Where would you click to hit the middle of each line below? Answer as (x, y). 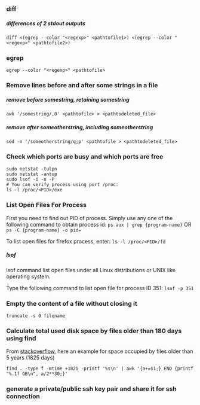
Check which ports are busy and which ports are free (85, 156)
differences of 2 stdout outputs (46, 23)
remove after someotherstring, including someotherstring (80, 127)
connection (23, 397)
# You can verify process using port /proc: (62, 185)
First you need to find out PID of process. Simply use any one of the (90, 218)
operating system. (28, 276)
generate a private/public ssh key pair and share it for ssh (92, 389)
